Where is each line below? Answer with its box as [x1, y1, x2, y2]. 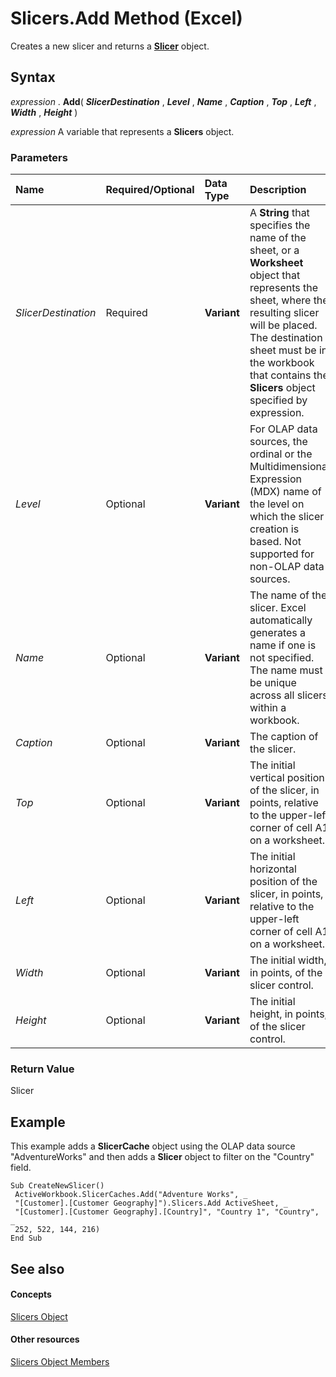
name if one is [249, 638, 317, 652]
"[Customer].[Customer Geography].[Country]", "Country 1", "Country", [14, 1207, 320, 1217]
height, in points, [249, 1007, 328, 1021]
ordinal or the [249, 447, 313, 461]
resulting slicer [249, 306, 320, 320]
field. [10, 1162, 32, 1174]
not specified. [249, 651, 315, 665]
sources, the [249, 435, 308, 449]
